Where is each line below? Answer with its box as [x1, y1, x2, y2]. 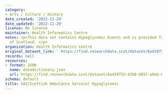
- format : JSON [5, 63, 37, 68]
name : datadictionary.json [9, 68, 66, 73]
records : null [5, 53, 35, 59]
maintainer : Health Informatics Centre [5, 30, 88, 35]
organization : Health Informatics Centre [5, 44, 92, 49]
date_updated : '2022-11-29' [5, 21, 64, 26]
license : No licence [5, 26, 48, 31]
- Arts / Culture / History [5, 12, 64, 17]
